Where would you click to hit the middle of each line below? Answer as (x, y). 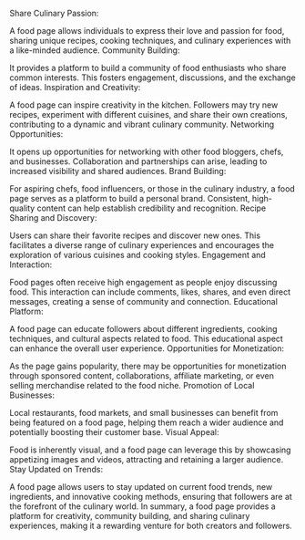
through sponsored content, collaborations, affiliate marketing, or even (142, 376)
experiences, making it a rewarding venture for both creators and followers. (151, 525)
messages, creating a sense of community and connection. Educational (143, 301)
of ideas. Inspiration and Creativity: (75, 87)
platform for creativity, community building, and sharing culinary (130, 516)
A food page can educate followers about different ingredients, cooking (143, 329)
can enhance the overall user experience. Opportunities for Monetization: (147, 348)
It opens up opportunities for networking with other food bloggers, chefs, (147, 151)
